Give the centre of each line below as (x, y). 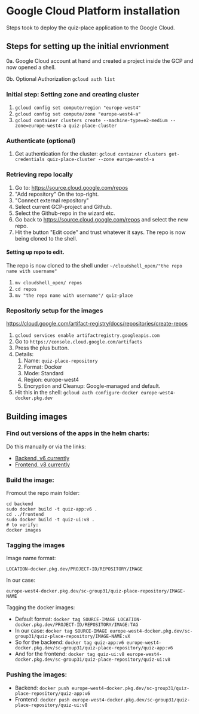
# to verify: (22, 525)
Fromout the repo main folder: (43, 493)
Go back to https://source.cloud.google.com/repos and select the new (101, 219)
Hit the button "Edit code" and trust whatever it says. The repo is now (100, 232)
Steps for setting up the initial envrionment (88, 46)
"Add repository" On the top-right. (57, 194)
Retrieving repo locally (40, 175)
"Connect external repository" (52, 200)
